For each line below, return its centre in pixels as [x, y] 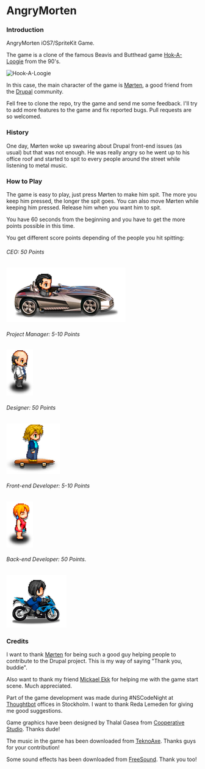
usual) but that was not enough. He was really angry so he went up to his [98, 152]
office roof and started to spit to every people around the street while [93, 159]
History [18, 132]
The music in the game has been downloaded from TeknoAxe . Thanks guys [101, 741]
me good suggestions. [34, 711]
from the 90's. [43, 61]
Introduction [25, 30]
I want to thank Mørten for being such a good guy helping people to [91, 655]
